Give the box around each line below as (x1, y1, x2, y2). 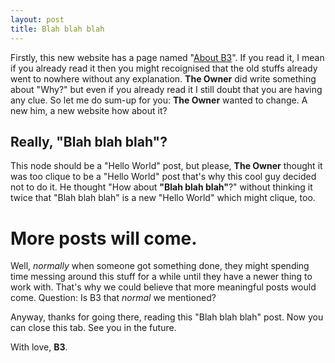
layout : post (10, 14, 65, 25)
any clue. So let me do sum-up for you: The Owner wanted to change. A (10, 94, 308, 106)
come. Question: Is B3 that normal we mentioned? (10, 292, 217, 304)
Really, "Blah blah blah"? (10, 133, 168, 150)
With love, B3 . (10, 341, 68, 353)
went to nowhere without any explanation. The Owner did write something (10, 72, 317, 85)
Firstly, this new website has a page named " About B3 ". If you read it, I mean (10, 51, 325, 63)
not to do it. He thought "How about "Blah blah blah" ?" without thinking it (10, 181, 313, 193)
